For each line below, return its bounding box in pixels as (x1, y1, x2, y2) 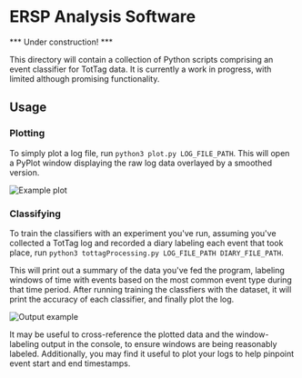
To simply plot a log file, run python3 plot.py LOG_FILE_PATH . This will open (9, 147, 290, 158)
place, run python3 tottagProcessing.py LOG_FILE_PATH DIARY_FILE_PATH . (9, 247, 284, 258)
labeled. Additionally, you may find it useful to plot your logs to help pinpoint (9, 348, 295, 359)
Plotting (9, 127, 45, 140)
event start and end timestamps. (9, 357, 131, 369)
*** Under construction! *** (9, 36, 114, 47)
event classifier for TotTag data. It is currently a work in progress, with (9, 64, 272, 75)
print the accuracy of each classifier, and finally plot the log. (9, 293, 235, 304)
